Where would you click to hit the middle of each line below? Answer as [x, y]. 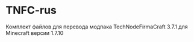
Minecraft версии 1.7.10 [35, 33]
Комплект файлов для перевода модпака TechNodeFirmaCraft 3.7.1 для [97, 27]
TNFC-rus [31, 10]
